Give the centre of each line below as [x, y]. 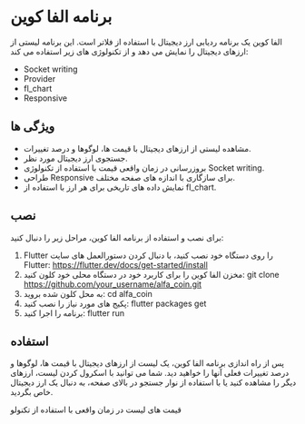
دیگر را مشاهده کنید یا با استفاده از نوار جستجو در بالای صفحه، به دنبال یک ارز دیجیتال [153, 382]
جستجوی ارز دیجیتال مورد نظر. [75, 158]
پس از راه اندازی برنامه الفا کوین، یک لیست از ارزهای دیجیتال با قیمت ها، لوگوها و [148, 363]
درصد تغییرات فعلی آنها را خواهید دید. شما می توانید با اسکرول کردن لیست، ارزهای [150, 373]
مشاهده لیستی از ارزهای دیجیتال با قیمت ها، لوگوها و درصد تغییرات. [138, 148]
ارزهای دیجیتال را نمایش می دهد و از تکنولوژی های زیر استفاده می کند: [129, 51]
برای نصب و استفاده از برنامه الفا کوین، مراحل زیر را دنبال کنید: [117, 237]
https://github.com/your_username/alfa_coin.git [113, 284]
